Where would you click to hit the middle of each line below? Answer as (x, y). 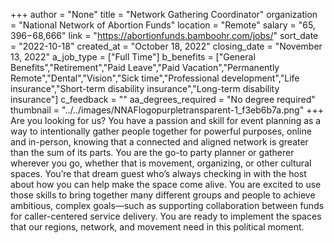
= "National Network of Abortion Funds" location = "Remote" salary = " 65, (163, 25)
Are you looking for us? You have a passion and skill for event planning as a (166, 120)
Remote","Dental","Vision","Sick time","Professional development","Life (155, 78)
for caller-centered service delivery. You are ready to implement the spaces (166, 216)
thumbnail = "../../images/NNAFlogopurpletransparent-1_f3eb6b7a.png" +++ (167, 110)
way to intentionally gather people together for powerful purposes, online (161, 131)
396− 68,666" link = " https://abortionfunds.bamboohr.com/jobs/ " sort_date (164, 35)
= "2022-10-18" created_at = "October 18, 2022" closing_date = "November (166, 46)
